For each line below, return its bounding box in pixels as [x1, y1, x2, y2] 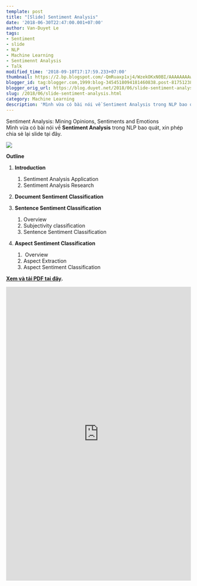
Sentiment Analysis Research [23, 182, 94, 189]
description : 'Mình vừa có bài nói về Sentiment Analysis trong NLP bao [6, 101, 188, 108]
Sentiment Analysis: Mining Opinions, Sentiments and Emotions [6, 118, 159, 125]
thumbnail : [6, 74, 33, 80]
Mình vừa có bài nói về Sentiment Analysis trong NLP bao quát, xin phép [6, 124, 184, 131]
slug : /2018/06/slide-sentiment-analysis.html [6, 91, 122, 96]
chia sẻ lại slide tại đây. [6, 130, 62, 137]
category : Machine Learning [6, 96, 75, 102]
